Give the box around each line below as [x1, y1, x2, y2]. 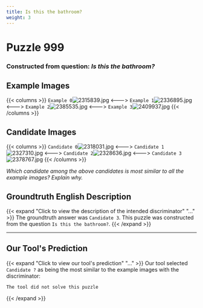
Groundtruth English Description [6, 191, 132, 202]
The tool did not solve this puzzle [6, 284, 98, 290]
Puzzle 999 [6, 40, 65, 54]
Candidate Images [6, 127, 77, 137]
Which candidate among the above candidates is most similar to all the [6, 167, 184, 175]
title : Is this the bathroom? [6, 8, 83, 15]
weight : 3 [6, 14, 31, 21]
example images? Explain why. [6, 174, 83, 181]
